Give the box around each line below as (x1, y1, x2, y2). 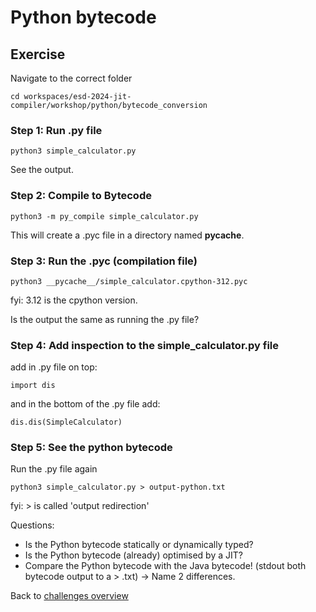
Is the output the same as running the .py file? (10, 313, 200, 325)
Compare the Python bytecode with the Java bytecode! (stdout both (24, 560, 307, 572)
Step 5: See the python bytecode (10, 441, 173, 455)
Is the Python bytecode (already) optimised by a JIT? (24, 549, 243, 561)
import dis (10, 381, 56, 391)
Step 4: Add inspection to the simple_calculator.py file (10, 338, 279, 352)
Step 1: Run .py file (10, 123, 103, 137)
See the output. (10, 164, 74, 176)
